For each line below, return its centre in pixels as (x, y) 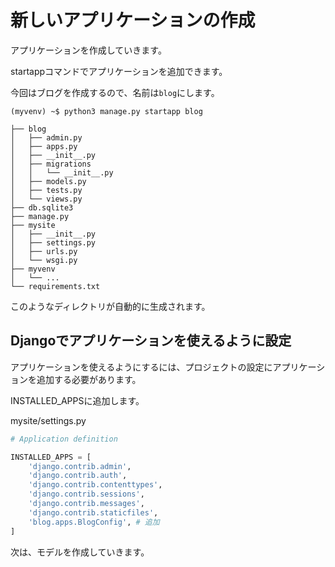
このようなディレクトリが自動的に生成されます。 (110, 306)
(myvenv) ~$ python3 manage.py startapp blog (106, 111)
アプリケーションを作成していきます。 (88, 50)
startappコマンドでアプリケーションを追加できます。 (119, 71)
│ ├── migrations (51, 164)
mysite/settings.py (48, 420)
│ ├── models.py (48, 181)
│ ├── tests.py (46, 190)
